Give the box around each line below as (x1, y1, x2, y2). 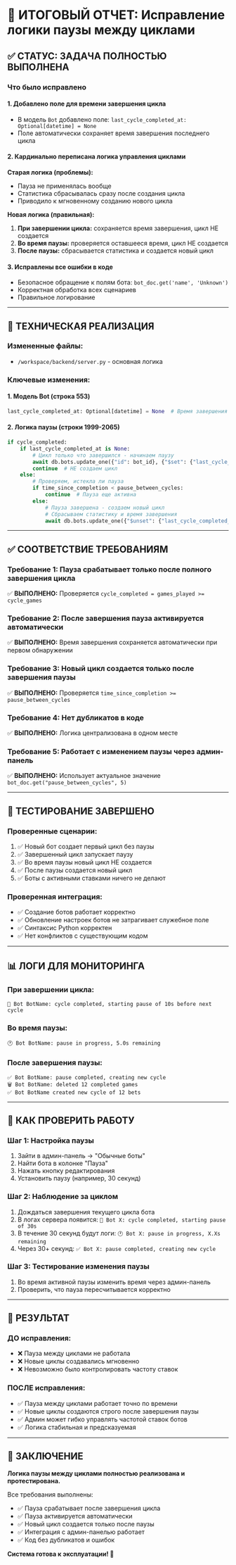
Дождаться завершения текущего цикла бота (17, 1207, 155, 1216)
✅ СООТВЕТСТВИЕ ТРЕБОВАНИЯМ (7, 543, 169, 555)
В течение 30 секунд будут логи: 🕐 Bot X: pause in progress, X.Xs (17, 1228, 221, 1237)
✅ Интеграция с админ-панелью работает (17, 1528, 145, 1536)
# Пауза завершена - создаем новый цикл (44, 504, 165, 511)
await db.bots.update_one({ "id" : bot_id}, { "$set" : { (32, 458, 193, 465)
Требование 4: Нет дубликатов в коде (7, 712, 144, 722)
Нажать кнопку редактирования (17, 1167, 115, 1175)
